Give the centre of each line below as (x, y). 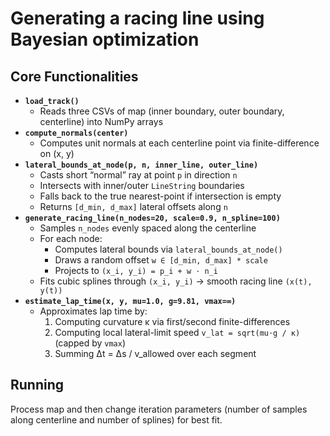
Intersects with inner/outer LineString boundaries (142, 185)
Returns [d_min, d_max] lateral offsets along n (133, 206)
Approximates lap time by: (93, 311)
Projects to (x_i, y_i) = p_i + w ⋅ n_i (136, 270)
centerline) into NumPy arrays (101, 121)
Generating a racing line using (137, 18)
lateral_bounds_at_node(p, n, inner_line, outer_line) (141, 165)
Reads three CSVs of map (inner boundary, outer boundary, (162, 111)
